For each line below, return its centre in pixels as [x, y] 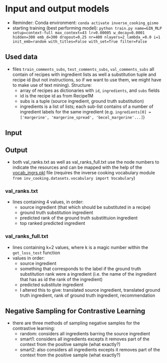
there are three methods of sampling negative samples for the [76, 323]
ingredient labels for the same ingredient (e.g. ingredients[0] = [85, 111]
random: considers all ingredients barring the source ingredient [85, 334]
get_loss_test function [36, 253]
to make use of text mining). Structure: [52, 85]
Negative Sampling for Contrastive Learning [75, 311]
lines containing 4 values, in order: [48, 202]
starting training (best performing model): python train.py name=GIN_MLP [87, 28]
